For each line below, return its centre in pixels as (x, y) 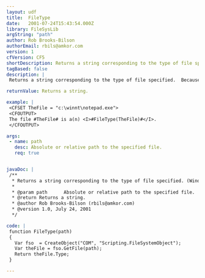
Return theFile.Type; (42, 254)
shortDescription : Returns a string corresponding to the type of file (99, 63)
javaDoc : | (20, 169)
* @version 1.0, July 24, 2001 (52, 209)
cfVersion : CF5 (26, 57)
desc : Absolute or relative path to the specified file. (88, 147)
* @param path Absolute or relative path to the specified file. (103, 192)
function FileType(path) (40, 232)
